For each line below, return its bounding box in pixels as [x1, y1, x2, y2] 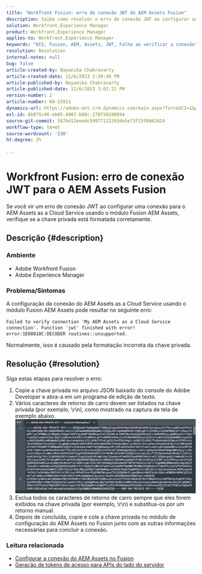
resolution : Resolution [6, 48, 66, 54]
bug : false [6, 60, 34, 66]
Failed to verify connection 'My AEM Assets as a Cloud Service [6, 318, 171, 325]
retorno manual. [14, 506, 55, 514]
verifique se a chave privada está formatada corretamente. [6, 215, 152, 222]
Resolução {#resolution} [6, 359, 100, 369]
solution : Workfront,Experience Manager [6, 22, 109, 28]
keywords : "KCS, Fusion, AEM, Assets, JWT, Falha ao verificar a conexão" [6, 42, 198, 48]
